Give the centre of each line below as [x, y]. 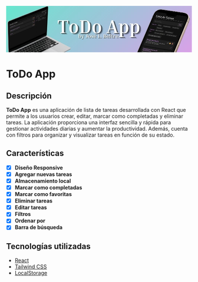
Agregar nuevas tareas [43, 174]
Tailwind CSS [31, 267]
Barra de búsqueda [39, 227]
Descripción [29, 96]
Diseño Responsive [39, 167]
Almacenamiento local [43, 181]
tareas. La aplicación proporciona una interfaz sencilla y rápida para [89, 122]
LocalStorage [31, 273]
